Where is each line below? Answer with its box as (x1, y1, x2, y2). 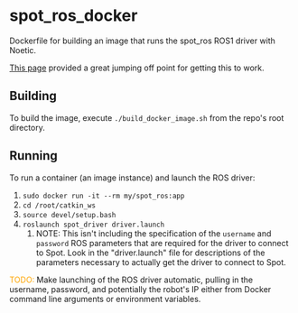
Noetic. (9, 44, 37, 55)
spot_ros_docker (9, 5, 138, 26)
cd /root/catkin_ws (22, 200, 97, 210)
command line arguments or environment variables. (9, 293, 201, 304)
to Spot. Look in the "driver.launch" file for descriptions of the (35, 247, 265, 258)
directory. (9, 122, 45, 133)
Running (9, 148, 59, 163)
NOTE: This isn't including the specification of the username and (35, 227, 272, 239)
